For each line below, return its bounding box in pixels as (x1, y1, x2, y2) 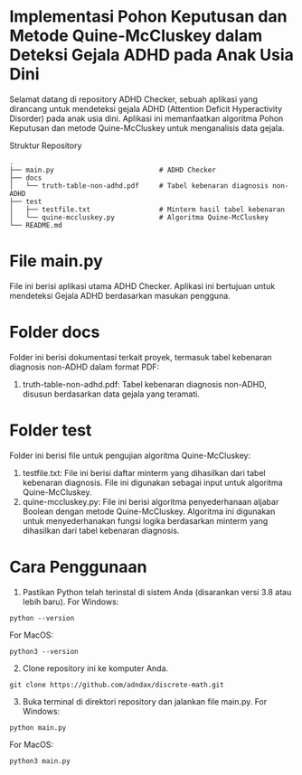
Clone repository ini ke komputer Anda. (22, 662, 169, 674)
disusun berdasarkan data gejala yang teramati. (22, 388, 201, 399)
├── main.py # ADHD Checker (9, 165, 217, 174)
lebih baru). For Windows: (22, 596, 119, 607)
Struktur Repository (9, 140, 82, 151)
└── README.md (9, 220, 63, 229)
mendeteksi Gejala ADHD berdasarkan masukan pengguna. (9, 290, 231, 301)
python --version (9, 613, 75, 622)
